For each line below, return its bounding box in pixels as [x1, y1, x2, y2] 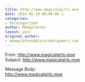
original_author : [5, 34, 40, 39]
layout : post [5, 29, 31, 34]
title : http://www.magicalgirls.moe [5, 7, 79, 12]
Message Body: [5, 66, 36, 72]
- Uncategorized [5, 20, 38, 26]
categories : [5, 16, 29, 21]
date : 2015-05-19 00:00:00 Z [5, 12, 64, 16]
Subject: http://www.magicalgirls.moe [5, 56, 81, 63]
